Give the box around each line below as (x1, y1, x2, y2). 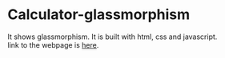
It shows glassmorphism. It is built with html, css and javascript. (7, 32, 218, 41)
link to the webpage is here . (7, 40, 99, 49)
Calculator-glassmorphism (7, 6, 191, 24)
